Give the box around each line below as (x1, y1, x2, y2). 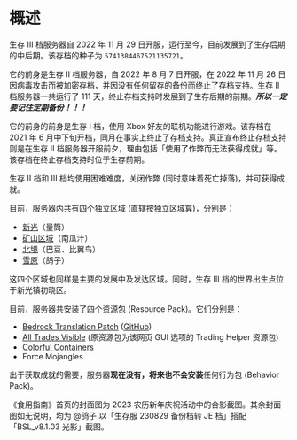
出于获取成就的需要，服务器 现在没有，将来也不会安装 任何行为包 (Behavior (9, 369, 280, 380)
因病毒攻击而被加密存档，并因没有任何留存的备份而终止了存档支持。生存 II (9, 80, 280, 90)
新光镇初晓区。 (16, 284, 72, 295)
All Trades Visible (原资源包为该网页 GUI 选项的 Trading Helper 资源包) (21, 331, 279, 342)
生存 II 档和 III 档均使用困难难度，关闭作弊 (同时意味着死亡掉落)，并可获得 (9, 173, 277, 183)
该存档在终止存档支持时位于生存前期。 (9, 154, 149, 165)
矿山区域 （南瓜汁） (21, 232, 93, 243)
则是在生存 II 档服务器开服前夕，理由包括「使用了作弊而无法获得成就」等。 (9, 143, 282, 153)
